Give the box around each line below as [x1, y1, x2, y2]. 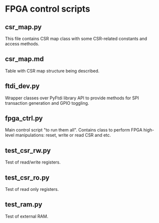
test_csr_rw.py [5, 146, 51, 154]
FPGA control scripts [5, 3, 91, 15]
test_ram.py [5, 201, 43, 209]
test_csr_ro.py [5, 173, 50, 182]
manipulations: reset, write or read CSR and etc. [15, 132, 111, 138]
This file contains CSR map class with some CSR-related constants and [5, 36, 147, 41]
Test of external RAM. [5, 213, 48, 219]
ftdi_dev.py [5, 82, 40, 91]
